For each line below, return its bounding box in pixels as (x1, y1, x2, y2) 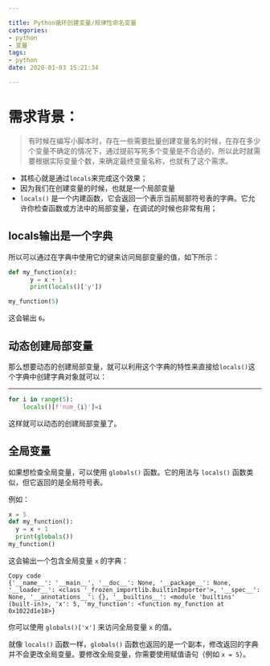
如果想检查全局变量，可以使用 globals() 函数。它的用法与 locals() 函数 (8, 467, 247, 477)
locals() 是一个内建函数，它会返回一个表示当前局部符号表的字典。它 (19, 193, 249, 203)
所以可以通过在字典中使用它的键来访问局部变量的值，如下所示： (8, 252, 219, 261)
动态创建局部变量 (8, 339, 93, 352)
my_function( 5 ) (8, 298, 59, 306)
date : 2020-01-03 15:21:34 (8, 64, 99, 72)
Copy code (8, 572, 42, 580)
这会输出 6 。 (8, 313, 50, 323)
